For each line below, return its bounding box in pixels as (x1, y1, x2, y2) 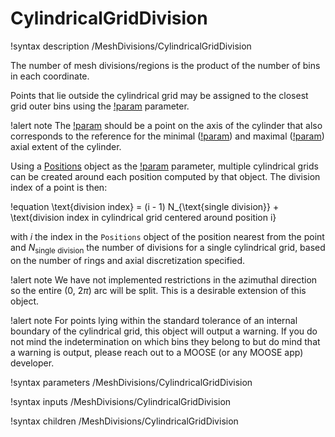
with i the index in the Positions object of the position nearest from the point (10, 230, 325, 242)
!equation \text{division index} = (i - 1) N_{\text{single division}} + (10, 200, 280, 212)
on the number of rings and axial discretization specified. (10, 254, 246, 266)
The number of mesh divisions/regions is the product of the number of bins (10, 59, 321, 71)
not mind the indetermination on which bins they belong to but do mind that (10, 335, 321, 347)
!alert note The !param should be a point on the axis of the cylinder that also (10, 119, 323, 131)
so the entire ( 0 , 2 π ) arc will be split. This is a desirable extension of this (10, 284, 307, 296)
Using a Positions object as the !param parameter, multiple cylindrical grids (10, 160, 319, 172)
